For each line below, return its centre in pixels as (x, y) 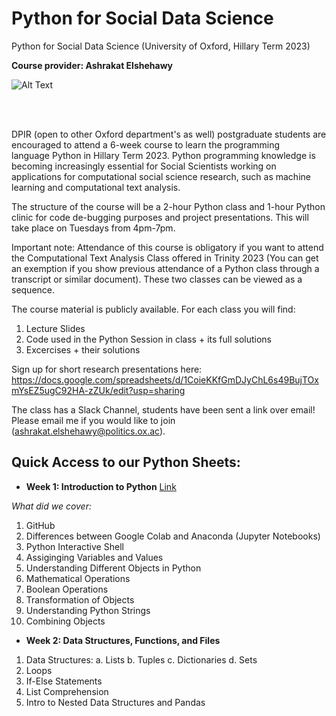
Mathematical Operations (78, 578)
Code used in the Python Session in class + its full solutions (148, 339)
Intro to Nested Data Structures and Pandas (115, 702)
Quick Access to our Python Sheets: (126, 462)
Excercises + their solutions (83, 349)
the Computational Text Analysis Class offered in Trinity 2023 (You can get (165, 258)
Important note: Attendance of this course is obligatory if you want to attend (167, 247)
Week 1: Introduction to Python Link (101, 486)
